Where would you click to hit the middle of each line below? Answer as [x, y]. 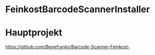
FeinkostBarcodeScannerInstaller [78, 9]
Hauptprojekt [34, 33]
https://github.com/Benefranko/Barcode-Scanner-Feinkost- [68, 47]
